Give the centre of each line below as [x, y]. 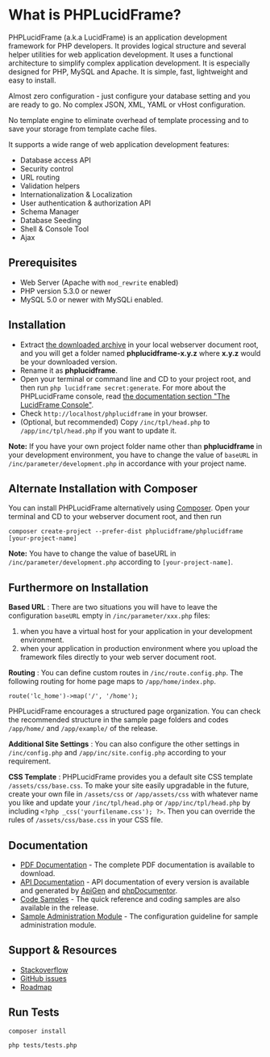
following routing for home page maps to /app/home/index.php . [112, 682]
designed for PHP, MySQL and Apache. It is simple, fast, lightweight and [128, 71]
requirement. [29, 761]
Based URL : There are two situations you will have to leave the [113, 607]
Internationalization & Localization [76, 194]
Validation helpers [50, 186]
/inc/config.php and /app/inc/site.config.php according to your [118, 753]
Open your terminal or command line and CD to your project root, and [135, 378]
